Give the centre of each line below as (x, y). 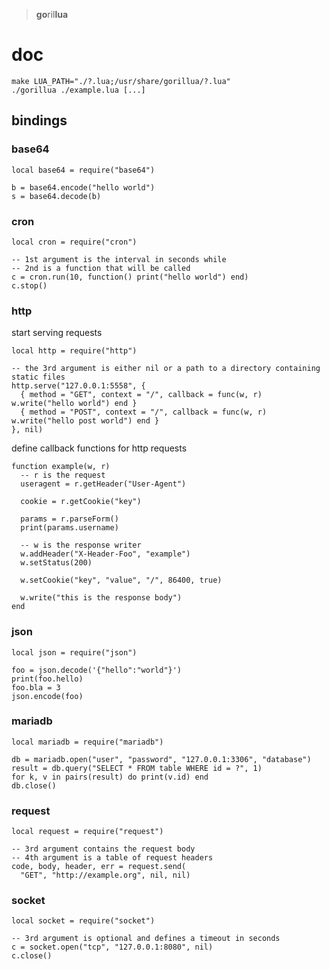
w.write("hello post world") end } (85, 421)
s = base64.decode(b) (56, 196)
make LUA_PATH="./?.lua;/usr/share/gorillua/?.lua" (121, 81)
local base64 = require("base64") (83, 170)
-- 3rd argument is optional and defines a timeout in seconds (146, 939)
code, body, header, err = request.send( (99, 867)
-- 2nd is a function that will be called (101, 268)
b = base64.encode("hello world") (83, 187)
